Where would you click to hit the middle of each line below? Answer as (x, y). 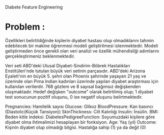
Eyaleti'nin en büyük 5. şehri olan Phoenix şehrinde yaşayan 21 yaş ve (76, 76)
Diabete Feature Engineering (34, 7)
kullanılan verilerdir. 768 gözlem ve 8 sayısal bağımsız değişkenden (73, 86)
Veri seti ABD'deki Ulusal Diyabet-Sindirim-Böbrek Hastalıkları (68, 65)
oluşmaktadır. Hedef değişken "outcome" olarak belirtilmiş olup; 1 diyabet (79, 92)
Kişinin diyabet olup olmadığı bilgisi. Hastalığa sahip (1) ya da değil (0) (76, 127)
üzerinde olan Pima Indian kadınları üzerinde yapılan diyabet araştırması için (82, 81)
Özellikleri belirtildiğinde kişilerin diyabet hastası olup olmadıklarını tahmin (80, 40)
